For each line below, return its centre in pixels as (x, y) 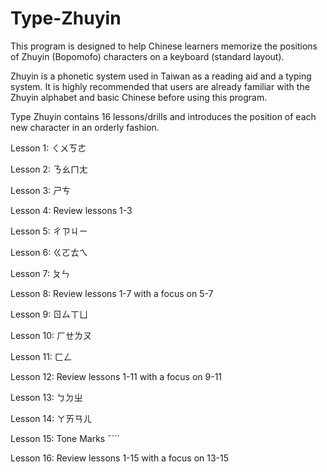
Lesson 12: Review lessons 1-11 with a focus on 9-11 (116, 376)
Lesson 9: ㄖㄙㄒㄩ (49, 314)
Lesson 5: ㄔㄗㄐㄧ (49, 231)
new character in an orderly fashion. (85, 127)
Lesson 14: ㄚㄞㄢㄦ (51, 418)
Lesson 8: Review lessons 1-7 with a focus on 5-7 (112, 293)
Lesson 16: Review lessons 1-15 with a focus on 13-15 (120, 458)
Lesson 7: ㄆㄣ (40, 273)
